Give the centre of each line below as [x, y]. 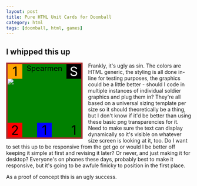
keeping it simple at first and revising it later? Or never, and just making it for [98, 153]
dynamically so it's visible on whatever [135, 134]
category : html [25, 22]
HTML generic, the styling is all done [133, 72]
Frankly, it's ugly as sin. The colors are [134, 66]
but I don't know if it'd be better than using [140, 116]
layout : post [22, 11]
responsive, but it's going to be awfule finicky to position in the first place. [96, 165]
